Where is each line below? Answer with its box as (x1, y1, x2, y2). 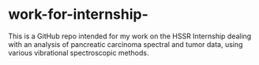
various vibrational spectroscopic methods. (8, 48, 149, 57)
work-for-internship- (8, 5, 148, 23)
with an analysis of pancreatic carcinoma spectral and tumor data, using (8, 39, 243, 49)
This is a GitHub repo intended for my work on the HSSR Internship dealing (8, 31, 252, 41)
